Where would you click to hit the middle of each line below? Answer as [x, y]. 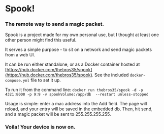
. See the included [110, 75]
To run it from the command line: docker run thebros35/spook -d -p [74, 90]
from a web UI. [20, 55]
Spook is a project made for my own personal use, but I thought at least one [82, 35]
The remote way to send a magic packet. [55, 24]
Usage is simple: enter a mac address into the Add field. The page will [76, 104]
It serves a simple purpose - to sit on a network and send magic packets [79, 49]
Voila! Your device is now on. [40, 127]
